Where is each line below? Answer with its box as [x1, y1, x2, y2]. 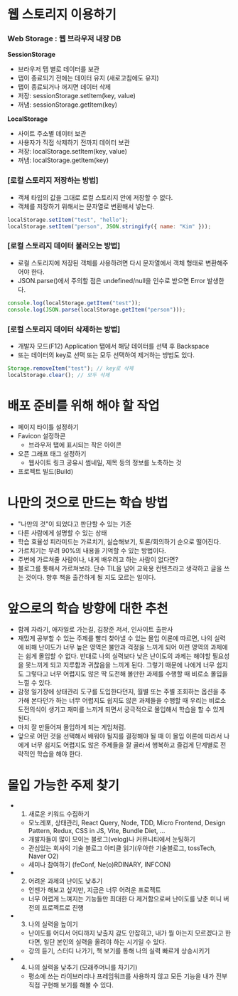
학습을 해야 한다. [36, 750, 83, 758]
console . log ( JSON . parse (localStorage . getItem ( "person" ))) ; [7, 306, 186, 313]
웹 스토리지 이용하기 [7, 6, 117, 23]
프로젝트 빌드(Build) [17, 467, 74, 475]
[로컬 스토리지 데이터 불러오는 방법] [7, 241, 121, 251]
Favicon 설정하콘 [17, 431, 66, 440]
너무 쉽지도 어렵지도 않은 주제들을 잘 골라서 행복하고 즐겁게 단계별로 [31, 741, 219, 749]
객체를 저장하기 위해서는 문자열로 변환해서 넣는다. [17, 202, 155, 211]
